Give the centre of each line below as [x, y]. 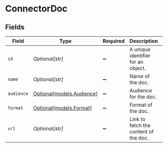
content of [141, 132]
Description [144, 41]
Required [113, 41]
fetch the [140, 125]
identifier [140, 56]
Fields [15, 27]
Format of [141, 105]
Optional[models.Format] [63, 108]
